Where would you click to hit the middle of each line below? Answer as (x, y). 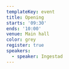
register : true (25, 46)
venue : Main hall (28, 34)
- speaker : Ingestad (37, 56)
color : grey (21, 40)
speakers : (19, 51)
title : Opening (25, 17)
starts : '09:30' (26, 23)
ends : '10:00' (24, 28)
